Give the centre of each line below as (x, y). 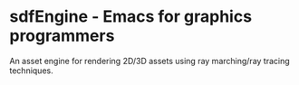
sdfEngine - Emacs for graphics (130, 17)
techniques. (31, 71)
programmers (62, 36)
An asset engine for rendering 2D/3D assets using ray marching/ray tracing (149, 61)
